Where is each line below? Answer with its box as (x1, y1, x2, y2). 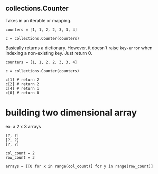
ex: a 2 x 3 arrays (5, 123, 41, 129)
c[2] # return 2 (5, 81, 39, 87)
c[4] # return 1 (5, 86, 39, 91)
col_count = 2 (5, 150, 35, 156)
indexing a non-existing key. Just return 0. (5, 50, 93, 56)
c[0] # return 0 (5, 90, 39, 95)
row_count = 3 (5, 155, 35, 160)
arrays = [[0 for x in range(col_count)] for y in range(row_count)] (5, 164, 154, 169)
